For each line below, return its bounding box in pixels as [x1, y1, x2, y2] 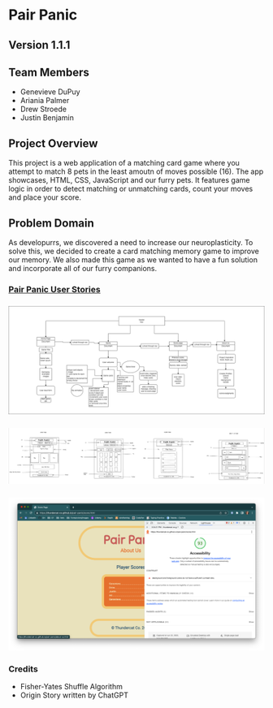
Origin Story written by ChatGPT [19, 690, 128, 700]
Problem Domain [8, 216, 95, 230]
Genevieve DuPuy [19, 87, 80, 97]
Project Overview [8, 136, 98, 150]
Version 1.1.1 [8, 38, 71, 52]
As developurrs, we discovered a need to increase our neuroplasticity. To [8, 238, 253, 248]
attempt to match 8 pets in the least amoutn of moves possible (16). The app [8, 166, 264, 176]
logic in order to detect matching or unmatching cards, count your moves [8, 184, 253, 194]
